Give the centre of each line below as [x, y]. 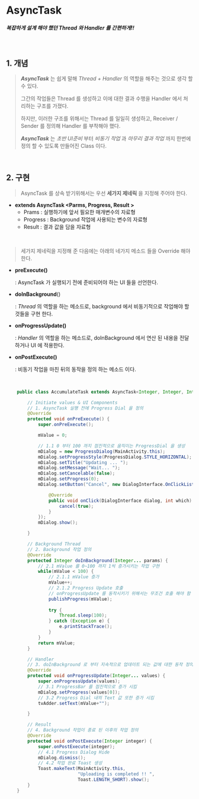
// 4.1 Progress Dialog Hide [74, 752]
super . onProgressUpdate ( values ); [79, 681]
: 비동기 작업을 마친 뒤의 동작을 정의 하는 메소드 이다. [75, 369]
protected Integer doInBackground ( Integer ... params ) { [98, 560]
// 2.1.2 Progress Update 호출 [86, 588]
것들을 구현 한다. [34, 314]
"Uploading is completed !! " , [116, 774]
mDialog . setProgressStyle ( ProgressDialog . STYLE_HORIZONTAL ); [115, 457]
